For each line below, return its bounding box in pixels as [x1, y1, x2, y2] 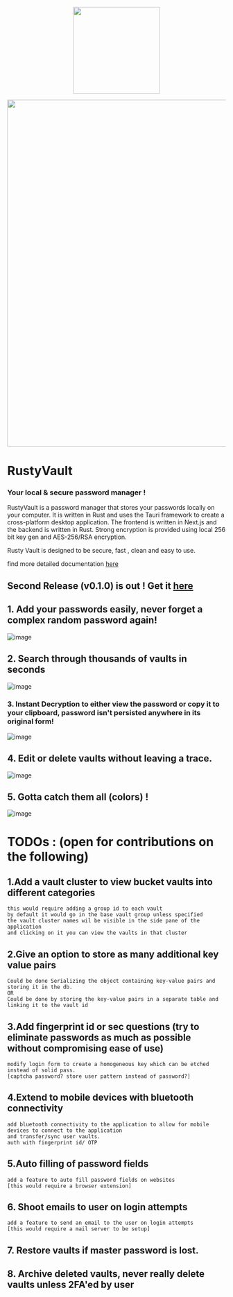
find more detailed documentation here [7, 560, 119, 568]
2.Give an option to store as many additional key [7, 948, 219, 960]
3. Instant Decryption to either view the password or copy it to [7, 699, 220, 709]
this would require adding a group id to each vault [7, 905, 163, 912]
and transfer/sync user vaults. [7, 1133, 101, 1140]
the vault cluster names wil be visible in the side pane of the [7, 918, 200, 925]
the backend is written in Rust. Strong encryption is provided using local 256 [7, 526, 226, 534]
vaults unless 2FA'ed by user [7, 1279, 135, 1291]
